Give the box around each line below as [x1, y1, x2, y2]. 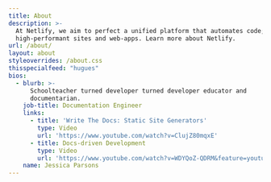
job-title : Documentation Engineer [23, 101, 143, 110]
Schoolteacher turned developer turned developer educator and [29, 86, 248, 95]
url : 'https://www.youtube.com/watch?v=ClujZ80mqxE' [37, 131, 219, 139]
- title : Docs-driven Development [29, 139, 147, 147]
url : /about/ [8, 42, 52, 50]
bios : [8, 72, 27, 80]
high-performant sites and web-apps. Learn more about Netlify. [15, 34, 236, 43]
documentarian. [29, 94, 81, 102]
